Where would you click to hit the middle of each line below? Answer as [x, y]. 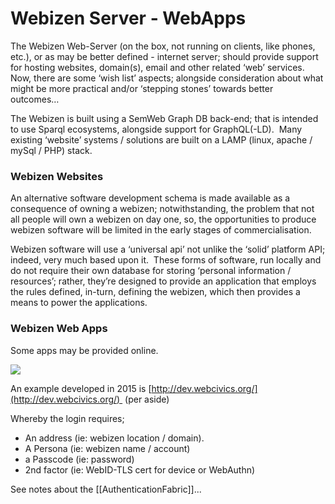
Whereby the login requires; [67, 418]
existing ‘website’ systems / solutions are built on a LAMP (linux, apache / [161, 139]
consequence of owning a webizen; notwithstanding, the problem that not [162, 209]
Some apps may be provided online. [84, 350]
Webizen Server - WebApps [128, 18]
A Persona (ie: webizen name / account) [107, 448]
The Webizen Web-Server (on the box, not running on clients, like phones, [163, 46]
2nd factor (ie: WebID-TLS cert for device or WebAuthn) [140, 469]
